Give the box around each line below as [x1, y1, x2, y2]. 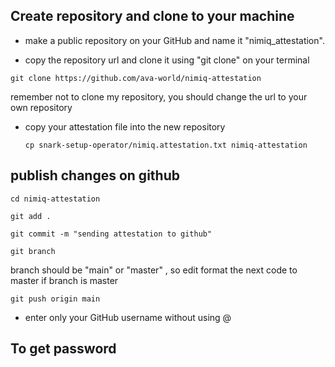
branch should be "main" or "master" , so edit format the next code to [10, 264, 298, 276]
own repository [10, 101, 73, 113]
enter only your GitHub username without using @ [24, 311, 232, 323]
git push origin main [10, 294, 101, 304]
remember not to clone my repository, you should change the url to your [10, 90, 308, 103]
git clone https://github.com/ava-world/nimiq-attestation [10, 73, 262, 83]
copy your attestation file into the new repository [24, 120, 226, 133]
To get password [10, 340, 117, 358]
